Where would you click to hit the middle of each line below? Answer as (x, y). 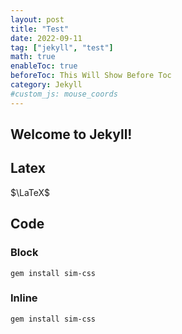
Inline (24, 298)
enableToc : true (44, 66)
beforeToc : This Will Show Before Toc (91, 76)
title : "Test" (40, 29)
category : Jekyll (46, 85)
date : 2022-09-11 (46, 38)
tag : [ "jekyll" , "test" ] (62, 47)
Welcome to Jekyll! (71, 134)
